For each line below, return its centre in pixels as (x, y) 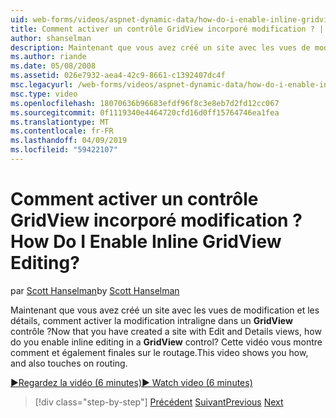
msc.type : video (44, 94)
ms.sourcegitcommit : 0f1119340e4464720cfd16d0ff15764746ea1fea (145, 112)
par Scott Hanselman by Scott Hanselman (95, 290)
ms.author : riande (48, 57)
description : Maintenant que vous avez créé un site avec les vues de (160, 47)
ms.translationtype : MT (60, 122)
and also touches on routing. (69, 363)
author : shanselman (51, 38)
